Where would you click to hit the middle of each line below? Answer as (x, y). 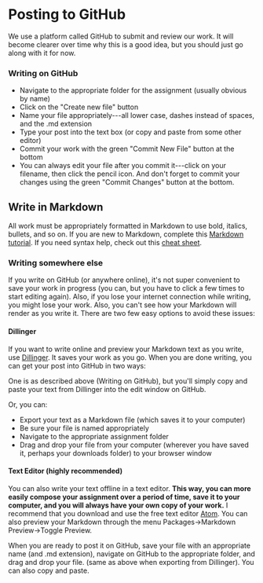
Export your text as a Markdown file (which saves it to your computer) (132, 420)
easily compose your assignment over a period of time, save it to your (124, 497)
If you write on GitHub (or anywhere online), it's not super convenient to (124, 280)
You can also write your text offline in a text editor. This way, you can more (130, 488)
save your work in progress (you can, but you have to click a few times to (126, 288)
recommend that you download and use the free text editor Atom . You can (128, 513)
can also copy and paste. (49, 570)
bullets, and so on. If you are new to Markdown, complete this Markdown (126, 234)
